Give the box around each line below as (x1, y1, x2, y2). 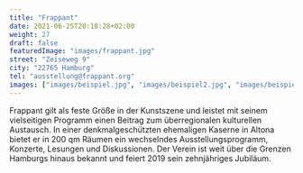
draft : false (9, 38, 59, 48)
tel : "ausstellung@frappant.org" (9, 72, 135, 81)
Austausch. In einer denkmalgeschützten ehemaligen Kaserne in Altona (9, 123, 275, 135)
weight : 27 (9, 30, 50, 39)
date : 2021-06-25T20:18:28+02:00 (9, 22, 135, 31)
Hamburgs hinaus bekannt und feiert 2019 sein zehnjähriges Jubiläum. (9, 152, 272, 163)
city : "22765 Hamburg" (9, 64, 95, 73)
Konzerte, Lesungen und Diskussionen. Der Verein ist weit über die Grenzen (9, 143, 291, 154)
